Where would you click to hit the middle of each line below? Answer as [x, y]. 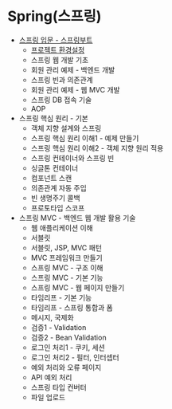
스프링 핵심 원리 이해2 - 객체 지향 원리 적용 [97, 147]
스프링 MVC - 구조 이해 [67, 267]
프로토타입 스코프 [58, 207]
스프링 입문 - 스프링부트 [56, 40]
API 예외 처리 [51, 377]
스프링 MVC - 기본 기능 [67, 277]
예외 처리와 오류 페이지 [66, 367]
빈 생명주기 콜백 [55, 198]
